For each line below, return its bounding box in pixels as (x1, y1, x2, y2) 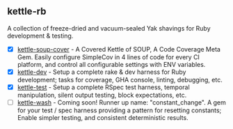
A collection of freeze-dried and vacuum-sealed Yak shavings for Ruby (7, 24, 211, 32)
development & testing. (7, 31, 74, 40)
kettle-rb (7, 6, 47, 17)
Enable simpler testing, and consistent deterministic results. (17, 114, 189, 122)
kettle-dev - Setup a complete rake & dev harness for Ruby (17, 68, 186, 76)
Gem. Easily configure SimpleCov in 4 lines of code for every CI (17, 52, 200, 61)
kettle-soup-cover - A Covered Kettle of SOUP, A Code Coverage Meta (17, 45, 221, 53)
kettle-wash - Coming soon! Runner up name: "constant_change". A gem (17, 98, 226, 107)
